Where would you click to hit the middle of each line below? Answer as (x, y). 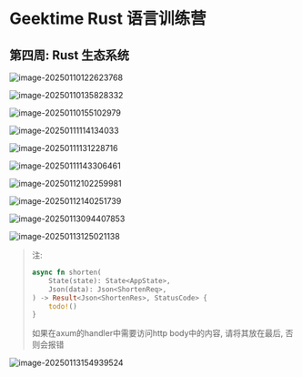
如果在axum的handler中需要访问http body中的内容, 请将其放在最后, (157, 333)
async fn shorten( (66, 272)
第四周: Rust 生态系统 (70, 55)
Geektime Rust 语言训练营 (108, 19)
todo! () (63, 306)
